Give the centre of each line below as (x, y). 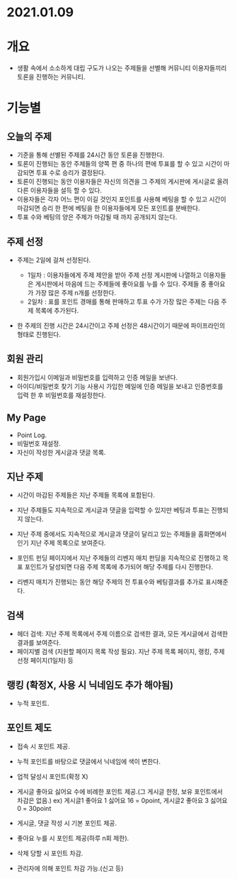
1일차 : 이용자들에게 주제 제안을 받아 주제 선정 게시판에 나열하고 (115, 275)
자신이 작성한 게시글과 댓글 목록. (61, 452)
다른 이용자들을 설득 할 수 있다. (59, 190)
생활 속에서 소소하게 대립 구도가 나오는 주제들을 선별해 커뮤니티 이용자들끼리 (122, 68)
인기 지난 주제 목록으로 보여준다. (61, 543)
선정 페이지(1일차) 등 (45, 660)
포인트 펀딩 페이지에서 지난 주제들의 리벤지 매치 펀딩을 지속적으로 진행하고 (119, 558)
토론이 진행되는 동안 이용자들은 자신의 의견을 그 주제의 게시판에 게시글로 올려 (123, 182)
